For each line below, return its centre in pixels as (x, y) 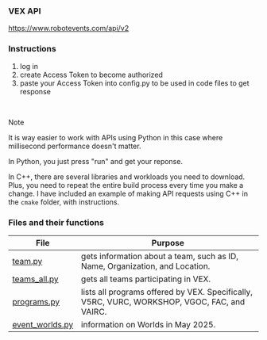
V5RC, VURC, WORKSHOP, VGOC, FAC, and (163, 301)
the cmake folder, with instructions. (64, 202)
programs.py (36, 301)
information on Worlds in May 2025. (148, 324)
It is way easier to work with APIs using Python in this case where (116, 137)
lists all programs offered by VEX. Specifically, (166, 292)
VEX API (25, 11)
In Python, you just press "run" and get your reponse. (95, 161)
